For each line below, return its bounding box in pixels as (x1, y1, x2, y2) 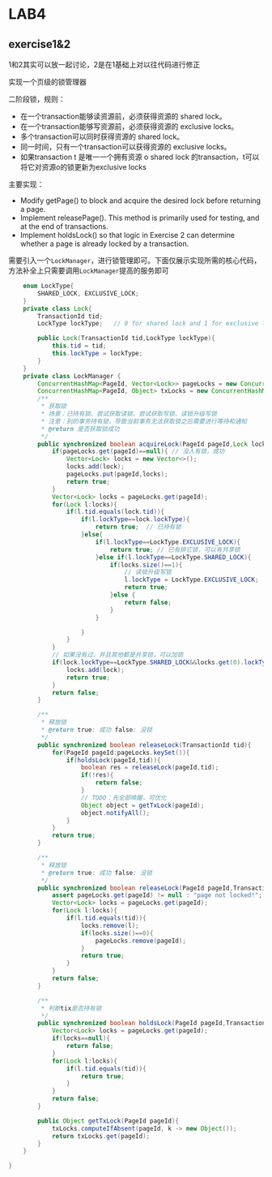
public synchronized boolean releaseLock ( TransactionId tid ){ (37, 740, 252, 749)
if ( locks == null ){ (51, 1034, 111, 1043)
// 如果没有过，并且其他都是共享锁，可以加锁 (51, 651, 184, 659)
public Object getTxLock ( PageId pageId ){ (37, 1117, 180, 1125)
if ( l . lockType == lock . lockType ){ (80, 515, 190, 524)
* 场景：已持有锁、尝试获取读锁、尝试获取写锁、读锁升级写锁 (40, 410, 217, 418)
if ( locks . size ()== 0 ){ (80, 929, 154, 938)
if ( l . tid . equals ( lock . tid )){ (66, 508, 164, 516)
